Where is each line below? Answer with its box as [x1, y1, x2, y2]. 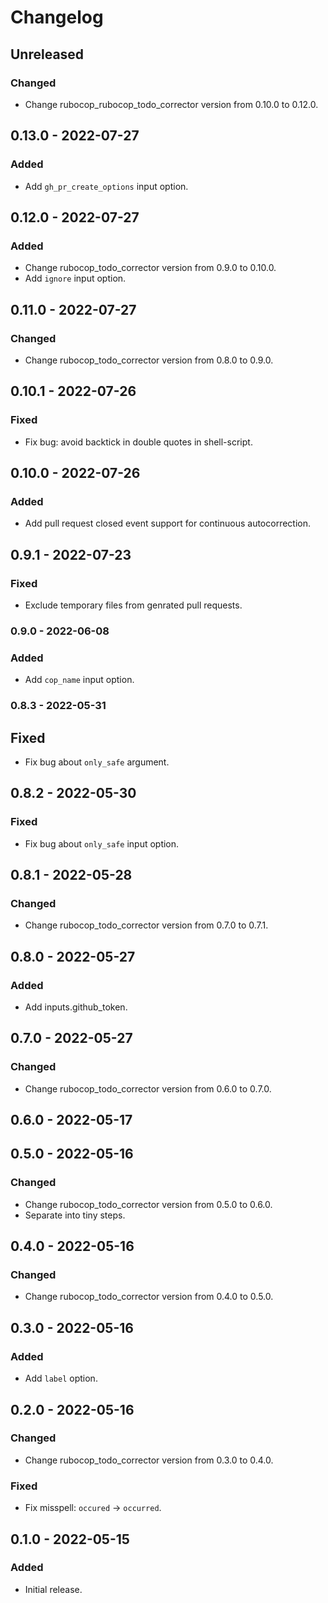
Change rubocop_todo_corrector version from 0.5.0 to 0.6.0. [24, 1198, 273, 1210]
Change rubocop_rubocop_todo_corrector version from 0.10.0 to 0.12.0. [24, 98, 319, 110]
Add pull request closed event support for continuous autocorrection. [24, 517, 312, 530]
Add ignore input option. [24, 272, 127, 285]
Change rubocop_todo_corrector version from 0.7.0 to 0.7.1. [24, 919, 269, 931]
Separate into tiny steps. [24, 1209, 126, 1221]
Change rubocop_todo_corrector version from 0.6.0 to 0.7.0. [24, 1082, 272, 1095]
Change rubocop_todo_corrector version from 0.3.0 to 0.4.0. [24, 1454, 274, 1466]
